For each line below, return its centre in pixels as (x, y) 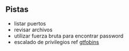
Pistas (17, 10)
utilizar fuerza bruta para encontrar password (69, 36)
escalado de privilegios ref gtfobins (56, 42)
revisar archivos (33, 30)
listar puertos (30, 23)
